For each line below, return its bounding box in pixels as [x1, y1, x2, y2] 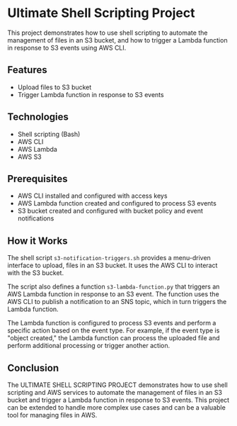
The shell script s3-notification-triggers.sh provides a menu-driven [7, 254, 211, 262]
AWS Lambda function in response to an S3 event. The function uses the [7, 290, 219, 298]
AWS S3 [17, 152, 42, 161]
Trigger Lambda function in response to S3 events [17, 90, 164, 99]
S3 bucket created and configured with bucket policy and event [17, 207, 203, 215]
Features [7, 64, 47, 76]
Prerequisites [7, 172, 68, 185]
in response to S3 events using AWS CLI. [7, 43, 127, 52]
